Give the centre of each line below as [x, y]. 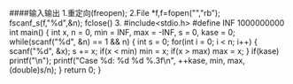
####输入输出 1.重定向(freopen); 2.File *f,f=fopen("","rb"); [115, 13]
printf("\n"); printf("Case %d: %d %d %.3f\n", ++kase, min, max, [127, 61]
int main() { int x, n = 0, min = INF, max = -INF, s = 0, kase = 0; [123, 32]
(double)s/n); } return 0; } [55, 70]
